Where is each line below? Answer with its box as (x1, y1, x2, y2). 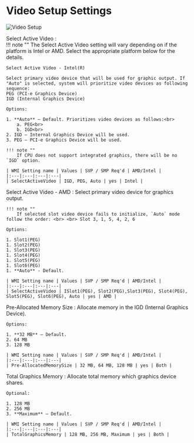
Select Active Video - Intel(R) (6, 65, 85, 71)
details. (6, 53, 24, 61)
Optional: (6, 390, 31, 396)
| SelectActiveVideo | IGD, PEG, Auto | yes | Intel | (6, 178, 143, 184)
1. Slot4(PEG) (6, 252, 41, 258)
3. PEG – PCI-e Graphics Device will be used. (6, 137, 122, 143)
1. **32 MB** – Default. (6, 331, 67, 337)
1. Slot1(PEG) (6, 237, 41, 243)
